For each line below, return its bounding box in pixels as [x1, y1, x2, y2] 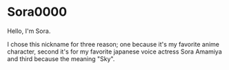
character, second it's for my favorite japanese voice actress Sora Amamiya [7, 47, 222, 56]
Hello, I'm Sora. [7, 27, 51, 35]
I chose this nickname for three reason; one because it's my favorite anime [7, 40, 219, 48]
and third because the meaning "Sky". [7, 54, 115, 62]
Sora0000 [7, 4, 68, 20]
